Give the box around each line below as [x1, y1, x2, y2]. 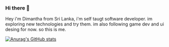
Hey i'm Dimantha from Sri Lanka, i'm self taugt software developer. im [5, 16, 153, 22]
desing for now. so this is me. [5, 26, 66, 32]
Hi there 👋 [5, 4, 30, 11]
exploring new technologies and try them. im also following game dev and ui [5, 21, 164, 27]
